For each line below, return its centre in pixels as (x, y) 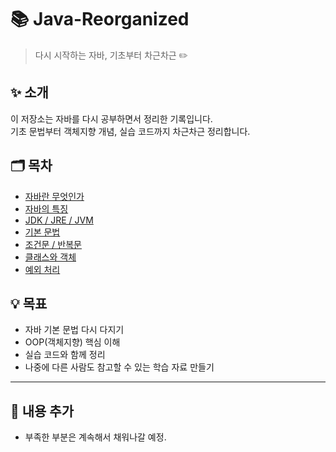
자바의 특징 (46, 208)
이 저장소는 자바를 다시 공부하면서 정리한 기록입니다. (111, 118)
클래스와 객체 (50, 257)
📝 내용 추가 (42, 411)
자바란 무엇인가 (54, 196)
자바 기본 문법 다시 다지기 (74, 330)
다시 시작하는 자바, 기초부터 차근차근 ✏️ (111, 55)
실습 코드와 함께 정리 (65, 355)
